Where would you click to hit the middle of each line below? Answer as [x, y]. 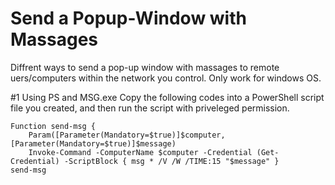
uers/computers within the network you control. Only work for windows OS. [166, 78]
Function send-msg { [53, 126]
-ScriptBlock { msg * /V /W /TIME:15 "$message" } [171, 161]
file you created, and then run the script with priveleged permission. [150, 108]
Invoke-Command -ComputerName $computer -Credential [140, 152]
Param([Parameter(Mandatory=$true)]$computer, [127, 135]
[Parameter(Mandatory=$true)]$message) [93, 143]
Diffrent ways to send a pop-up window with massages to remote [145, 67]
